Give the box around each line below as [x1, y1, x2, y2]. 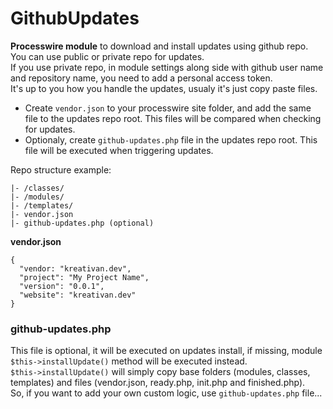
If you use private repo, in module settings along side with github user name [10, 61, 324, 73]
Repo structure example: [10, 163, 112, 176]
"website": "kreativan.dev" [19, 290, 137, 300]
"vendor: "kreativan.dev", [19, 263, 132, 274]
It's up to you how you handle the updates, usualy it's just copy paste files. [10, 82, 318, 94]
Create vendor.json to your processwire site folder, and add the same [24, 102, 312, 114]
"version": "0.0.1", [19, 281, 105, 291]
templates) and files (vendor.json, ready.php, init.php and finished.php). [10, 377, 306, 389]
